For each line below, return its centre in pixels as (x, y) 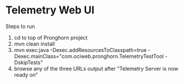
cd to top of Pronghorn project (51, 37)
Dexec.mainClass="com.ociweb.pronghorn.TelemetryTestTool (89, 56)
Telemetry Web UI (50, 10)
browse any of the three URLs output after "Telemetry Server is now (96, 68)
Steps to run (21, 26)
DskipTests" (28, 62)
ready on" (26, 75)
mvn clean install (34, 44)
